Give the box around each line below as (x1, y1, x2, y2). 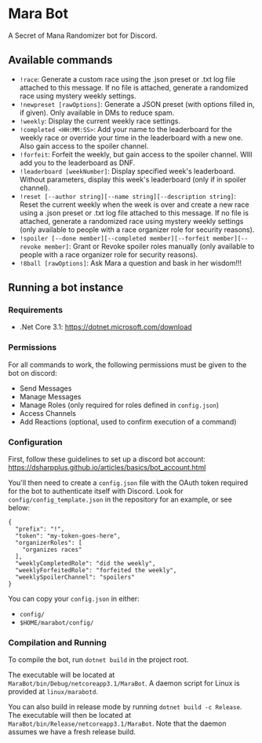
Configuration (8, 436, 63, 447)
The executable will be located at (8, 670, 115, 680)
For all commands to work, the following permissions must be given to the (8, 359, 247, 370)
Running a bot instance (8, 281, 124, 295)
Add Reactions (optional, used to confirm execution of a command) (19, 417, 237, 426)
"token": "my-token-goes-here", (15, 532, 122, 540)
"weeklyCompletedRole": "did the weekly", (15, 560, 156, 568)
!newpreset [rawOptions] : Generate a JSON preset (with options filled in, (19, 99, 255, 109)
